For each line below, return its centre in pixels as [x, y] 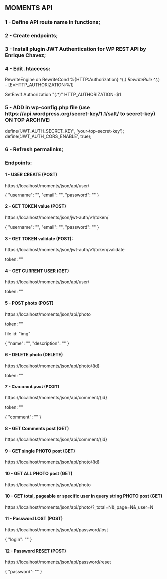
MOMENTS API [29, 8]
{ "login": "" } [19, 539]
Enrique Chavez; [26, 55]
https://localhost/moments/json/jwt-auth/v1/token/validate [65, 250]
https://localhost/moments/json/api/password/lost [57, 530]
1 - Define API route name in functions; [53, 22]
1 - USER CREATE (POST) [31, 175]
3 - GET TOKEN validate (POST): [39, 238]
